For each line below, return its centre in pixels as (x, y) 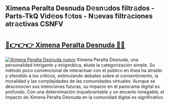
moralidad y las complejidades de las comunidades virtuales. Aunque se (80, 81)
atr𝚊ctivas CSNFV (34, 24)
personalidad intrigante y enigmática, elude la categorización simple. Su (80, 65)
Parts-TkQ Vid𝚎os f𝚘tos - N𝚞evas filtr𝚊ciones (79, 16)
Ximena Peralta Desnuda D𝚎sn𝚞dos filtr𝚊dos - (80, 8)
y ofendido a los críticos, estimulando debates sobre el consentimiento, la (82, 76)
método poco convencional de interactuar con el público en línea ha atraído (84, 70)
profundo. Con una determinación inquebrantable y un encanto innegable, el (85, 92)
